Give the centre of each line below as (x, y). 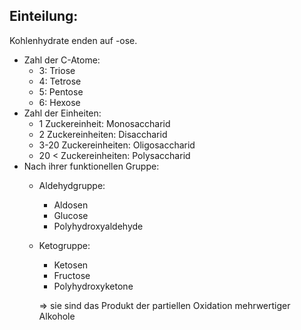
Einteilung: (44, 16)
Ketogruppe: (64, 245)
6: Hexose (59, 102)
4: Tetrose (60, 81)
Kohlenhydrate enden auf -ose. (73, 40)
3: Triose (57, 70)
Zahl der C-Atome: (62, 60)
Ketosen (71, 265)
